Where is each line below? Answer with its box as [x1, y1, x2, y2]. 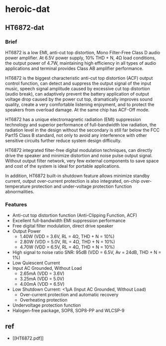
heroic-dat [5, 3, 50, 15]
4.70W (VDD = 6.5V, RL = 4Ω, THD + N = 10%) [19, 244, 115, 250]
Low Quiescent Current [12, 260, 61, 266]
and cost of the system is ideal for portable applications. [5, 163, 121, 169]
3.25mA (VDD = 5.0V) [19, 276, 65, 282]
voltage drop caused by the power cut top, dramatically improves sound [5, 96, 153, 102]
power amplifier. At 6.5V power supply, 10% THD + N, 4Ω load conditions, [5, 55, 156, 61]
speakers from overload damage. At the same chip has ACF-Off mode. [5, 107, 150, 113]
